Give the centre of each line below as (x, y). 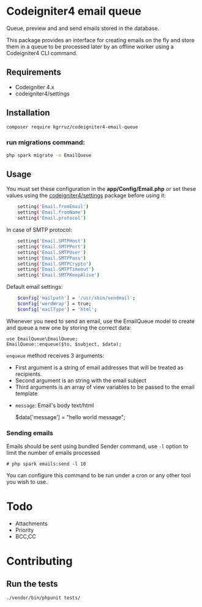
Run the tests (32, 583)
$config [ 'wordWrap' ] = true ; (54, 304)
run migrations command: (46, 143)
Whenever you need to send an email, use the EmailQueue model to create (100, 321)
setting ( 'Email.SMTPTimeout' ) (56, 270)
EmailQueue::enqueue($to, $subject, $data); (64, 344)
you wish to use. (27, 482)
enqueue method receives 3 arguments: (55, 356)
